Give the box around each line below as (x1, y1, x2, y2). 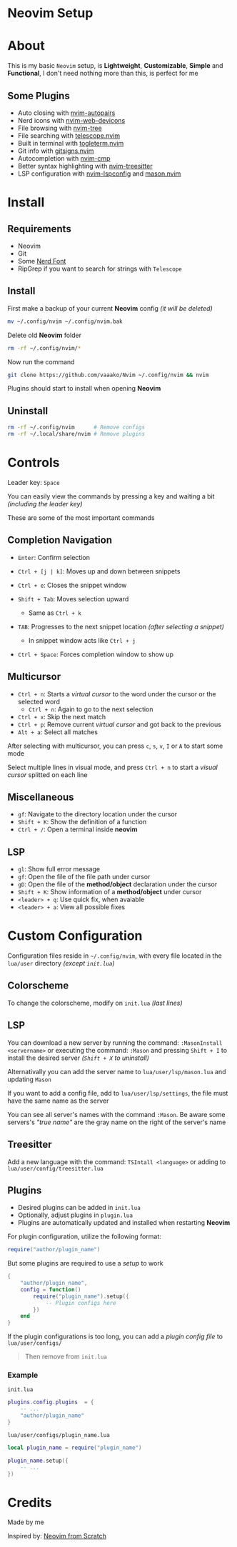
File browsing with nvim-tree (17, 124, 102, 132)
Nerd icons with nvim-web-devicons (17, 116, 126, 124)
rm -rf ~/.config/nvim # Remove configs (7, 424, 145, 431)
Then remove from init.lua (24, 1352, 107, 1361)
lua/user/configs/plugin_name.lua (7, 1431, 111, 1438)
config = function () (20, 1286, 81, 1293)
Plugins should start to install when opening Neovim (7, 384, 161, 393)
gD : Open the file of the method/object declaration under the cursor (17, 880, 218, 888)
